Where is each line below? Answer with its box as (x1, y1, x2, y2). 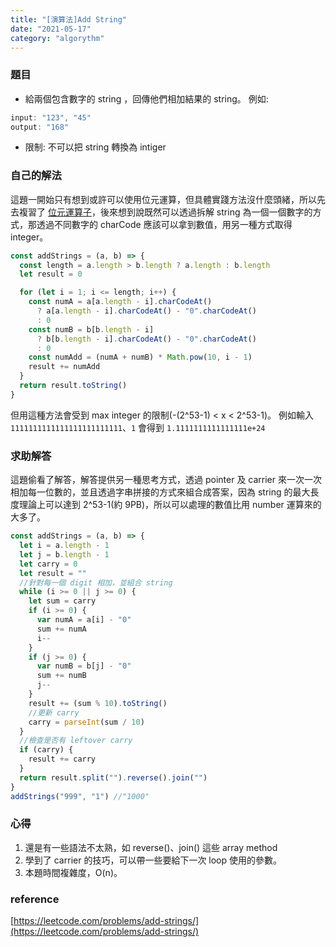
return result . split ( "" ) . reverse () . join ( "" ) (19, 772, 208, 783)
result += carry (28, 754, 97, 765)
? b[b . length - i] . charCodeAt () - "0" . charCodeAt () (36, 334, 257, 344)
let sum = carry (28, 596, 97, 606)
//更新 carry (28, 707, 80, 718)
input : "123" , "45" (10, 112, 92, 123)
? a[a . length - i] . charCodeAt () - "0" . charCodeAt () (36, 306, 257, 316)
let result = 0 (19, 269, 83, 280)
